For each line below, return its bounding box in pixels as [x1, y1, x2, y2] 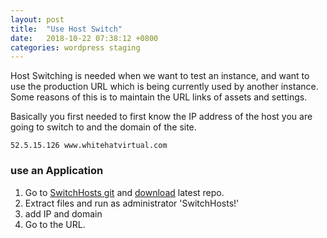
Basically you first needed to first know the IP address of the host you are [10, 111, 313, 123]
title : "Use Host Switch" [10, 24, 123, 34]
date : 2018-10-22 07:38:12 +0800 [10, 33, 159, 43]
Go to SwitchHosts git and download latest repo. [24, 186, 225, 198]
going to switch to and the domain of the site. [10, 121, 197, 133]
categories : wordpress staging [10, 42, 141, 53]
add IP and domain [24, 207, 103, 220]
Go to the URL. [24, 218, 86, 230]
